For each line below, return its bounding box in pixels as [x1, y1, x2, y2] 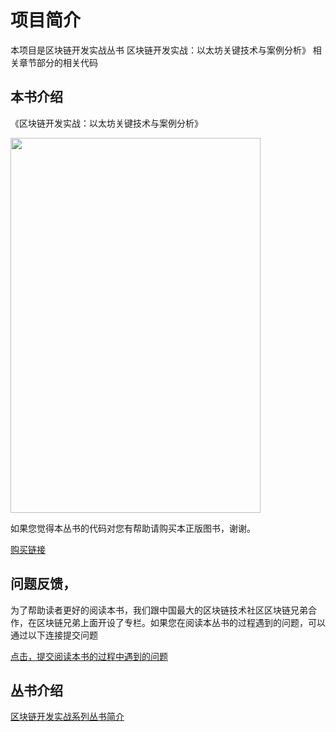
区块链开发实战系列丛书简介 [10, 711, 125, 723]
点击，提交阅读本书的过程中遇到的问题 [10, 650, 168, 662]
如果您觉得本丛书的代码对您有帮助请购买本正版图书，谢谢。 [10, 522, 256, 534]
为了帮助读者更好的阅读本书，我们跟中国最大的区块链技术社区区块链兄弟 [10, 604, 308, 616]
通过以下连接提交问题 [10, 629, 98, 641]
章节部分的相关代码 [18, 56, 98, 68]
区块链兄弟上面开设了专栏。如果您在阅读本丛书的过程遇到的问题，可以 [36, 616, 326, 628]
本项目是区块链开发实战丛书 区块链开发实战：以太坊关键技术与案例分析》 [10, 44, 311, 56]
